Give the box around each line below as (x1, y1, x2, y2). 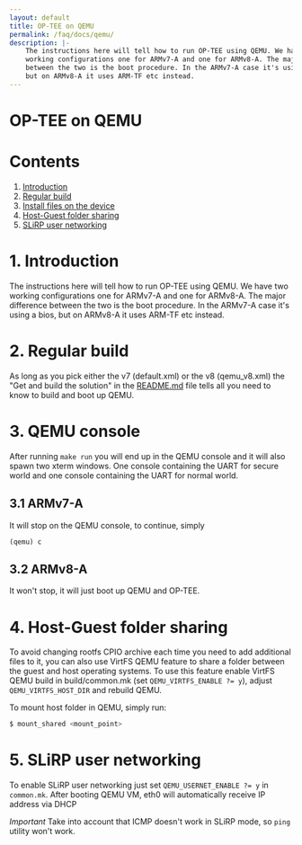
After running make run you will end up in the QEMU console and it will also (9, 450, 286, 461)
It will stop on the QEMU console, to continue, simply (9, 520, 205, 530)
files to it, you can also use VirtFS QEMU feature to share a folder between (9, 656, 285, 667)
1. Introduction (9, 251, 120, 271)
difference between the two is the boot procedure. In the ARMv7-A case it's (9, 299, 290, 310)
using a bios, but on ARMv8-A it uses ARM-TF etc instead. (9, 309, 225, 320)
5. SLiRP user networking (9, 750, 201, 770)
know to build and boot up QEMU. (9, 389, 135, 400)
